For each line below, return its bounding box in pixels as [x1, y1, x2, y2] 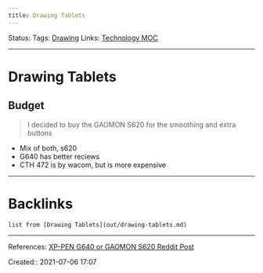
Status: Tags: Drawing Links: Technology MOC [8, 33, 158, 42]
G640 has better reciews [19, 151, 100, 161]
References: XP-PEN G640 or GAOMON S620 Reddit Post [8, 242, 194, 251]
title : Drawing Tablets [8, 11, 86, 20]
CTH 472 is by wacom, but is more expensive [19, 160, 167, 169]
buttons [27, 128, 52, 137]
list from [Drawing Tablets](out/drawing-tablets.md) [8, 220, 188, 228]
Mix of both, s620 [19, 143, 77, 153]
